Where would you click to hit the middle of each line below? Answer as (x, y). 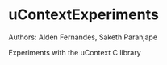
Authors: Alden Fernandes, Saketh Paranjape (83, 37)
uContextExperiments (83, 15)
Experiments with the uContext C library (75, 52)
